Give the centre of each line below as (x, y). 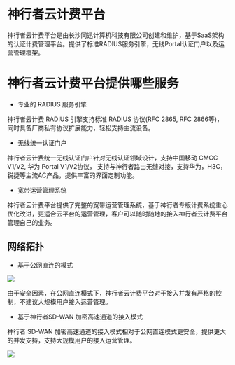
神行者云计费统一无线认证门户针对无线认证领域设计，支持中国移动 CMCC (113, 158)
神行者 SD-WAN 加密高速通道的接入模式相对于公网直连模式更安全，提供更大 (116, 331)
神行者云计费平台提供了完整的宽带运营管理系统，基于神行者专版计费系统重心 (117, 205)
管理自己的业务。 (32, 222)
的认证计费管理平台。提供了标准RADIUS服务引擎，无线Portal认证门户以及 (113, 43)
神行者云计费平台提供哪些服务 (93, 84)
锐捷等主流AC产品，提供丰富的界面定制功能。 (73, 175)
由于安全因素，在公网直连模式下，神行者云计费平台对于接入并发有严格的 (111, 293)
